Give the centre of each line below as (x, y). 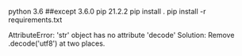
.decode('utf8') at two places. (57, 43)
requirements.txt (35, 20)
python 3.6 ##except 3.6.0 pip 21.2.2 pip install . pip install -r (107, 11)
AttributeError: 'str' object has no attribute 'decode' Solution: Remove (121, 35)
